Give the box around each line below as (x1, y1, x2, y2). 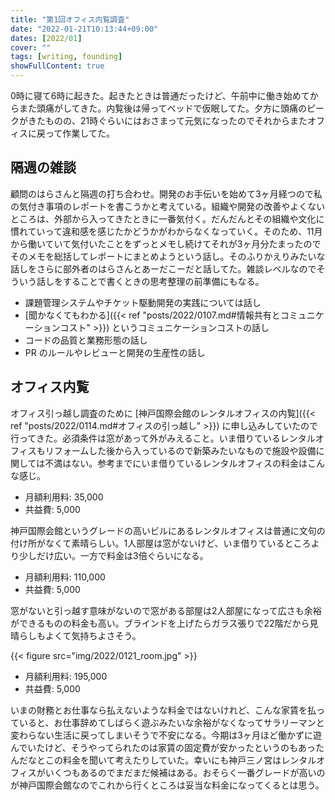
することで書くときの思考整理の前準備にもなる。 (62, 275, 265, 287)
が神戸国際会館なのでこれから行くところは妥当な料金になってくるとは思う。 (10, 779, 325, 791)
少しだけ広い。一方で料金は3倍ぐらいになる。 (18, 549, 209, 561)
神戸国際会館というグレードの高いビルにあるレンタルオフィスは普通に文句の (10, 524, 326, 536)
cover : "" (10, 42, 52, 53)
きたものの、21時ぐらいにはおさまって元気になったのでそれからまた (27, 115, 308, 126)
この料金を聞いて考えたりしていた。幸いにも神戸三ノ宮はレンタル (44, 754, 317, 766)
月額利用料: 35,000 (24, 491, 104, 503)
